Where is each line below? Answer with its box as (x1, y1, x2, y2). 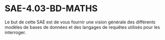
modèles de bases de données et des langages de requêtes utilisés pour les (4, 24, 161, 30)
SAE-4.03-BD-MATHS (4, 3, 98, 14)
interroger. (4, 29, 26, 35)
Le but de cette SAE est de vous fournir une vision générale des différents (4, 19, 156, 25)
